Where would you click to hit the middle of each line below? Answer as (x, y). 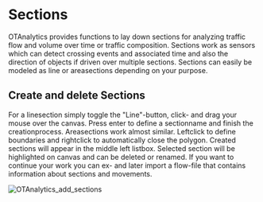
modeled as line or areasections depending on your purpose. (108, 70)
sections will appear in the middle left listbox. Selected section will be (122, 148)
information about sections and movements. (80, 173)
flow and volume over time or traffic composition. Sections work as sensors (132, 45)
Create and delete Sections (77, 96)
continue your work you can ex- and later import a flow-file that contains (127, 165)
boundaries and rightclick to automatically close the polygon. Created (122, 140)
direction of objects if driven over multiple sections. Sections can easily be (130, 62)
